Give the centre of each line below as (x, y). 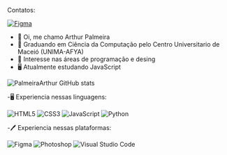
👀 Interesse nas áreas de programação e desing (86, 59)
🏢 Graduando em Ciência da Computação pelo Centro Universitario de (118, 44)
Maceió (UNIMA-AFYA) (50, 52)
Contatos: (21, 10)
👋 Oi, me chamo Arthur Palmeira (64, 37)
